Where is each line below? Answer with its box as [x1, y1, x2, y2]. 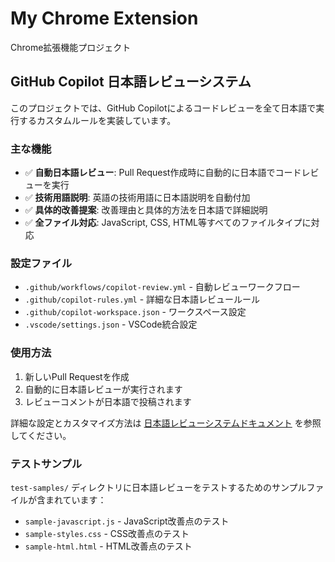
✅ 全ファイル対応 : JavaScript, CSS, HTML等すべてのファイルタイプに [24, 217, 312, 229]
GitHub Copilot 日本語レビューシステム [10, 73, 252, 91]
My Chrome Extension [10, 7, 199, 30]
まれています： [44, 493, 107, 506]
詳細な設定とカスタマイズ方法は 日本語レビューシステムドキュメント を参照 [10, 417, 322, 429]
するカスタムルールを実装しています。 [18, 114, 177, 126]
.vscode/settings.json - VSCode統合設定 [24, 318, 198, 331]
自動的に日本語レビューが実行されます [24, 383, 183, 395]
